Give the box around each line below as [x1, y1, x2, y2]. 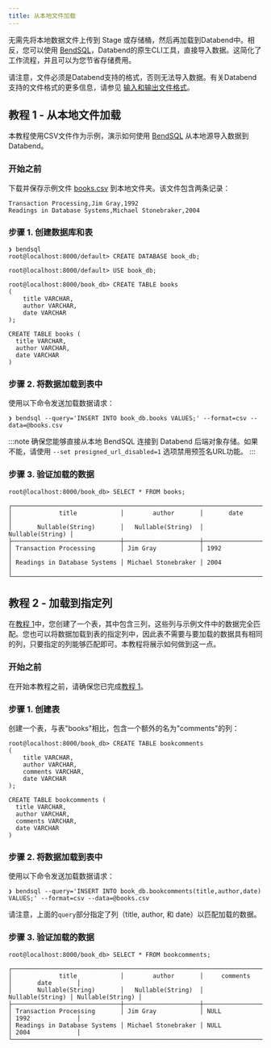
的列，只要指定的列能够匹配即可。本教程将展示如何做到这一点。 [8, 639, 220, 649]
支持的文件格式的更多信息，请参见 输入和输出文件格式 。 [8, 82, 194, 92]
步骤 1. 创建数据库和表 [8, 227, 93, 238]
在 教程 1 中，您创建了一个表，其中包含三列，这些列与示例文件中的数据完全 [8, 619, 254, 629]
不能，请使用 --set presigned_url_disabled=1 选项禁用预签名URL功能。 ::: [8, 447, 256, 457]
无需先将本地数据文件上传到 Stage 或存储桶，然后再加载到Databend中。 [8, 35, 248, 44]
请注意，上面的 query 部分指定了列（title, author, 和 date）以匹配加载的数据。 [8, 909, 261, 920]
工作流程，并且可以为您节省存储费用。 [8, 55, 135, 65]
